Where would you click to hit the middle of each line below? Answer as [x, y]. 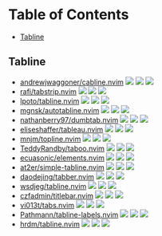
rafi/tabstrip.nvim [48, 91]
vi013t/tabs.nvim [47, 205]
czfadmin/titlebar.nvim [57, 195]
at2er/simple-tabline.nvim [62, 167]
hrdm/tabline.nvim [49, 224]
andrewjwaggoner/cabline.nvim [71, 82]
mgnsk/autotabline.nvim [59, 110]
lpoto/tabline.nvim [49, 100]
